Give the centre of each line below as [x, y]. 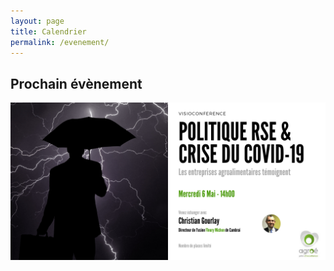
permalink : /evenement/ [60, 42]
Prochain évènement [76, 83]
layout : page [37, 21]
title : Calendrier [48, 31]
